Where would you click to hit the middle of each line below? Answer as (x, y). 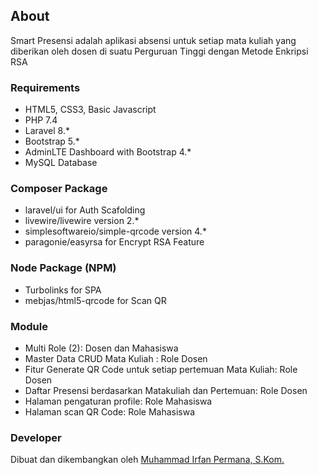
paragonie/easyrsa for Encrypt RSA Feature (114, 242)
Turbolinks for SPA (63, 290)
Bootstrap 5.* (52, 141)
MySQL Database (61, 163)
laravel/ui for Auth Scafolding (85, 210)
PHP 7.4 (41, 120)
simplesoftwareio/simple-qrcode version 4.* (115, 231)
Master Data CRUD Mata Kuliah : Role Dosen (116, 358)
